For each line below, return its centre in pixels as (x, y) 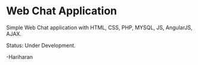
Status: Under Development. (41, 45)
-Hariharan (20, 57)
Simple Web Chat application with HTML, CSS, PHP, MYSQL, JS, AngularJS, (99, 27)
